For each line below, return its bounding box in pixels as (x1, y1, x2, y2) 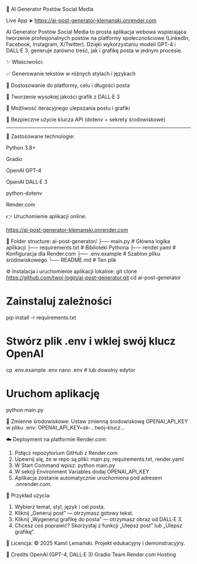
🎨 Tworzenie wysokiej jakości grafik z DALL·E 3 (6, 93, 120, 100)
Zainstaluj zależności (6, 295, 112, 308)
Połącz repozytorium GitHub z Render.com (14, 449, 118, 456)
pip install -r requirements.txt (6, 314, 76, 321)
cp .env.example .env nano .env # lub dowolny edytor (6, 366, 136, 373)
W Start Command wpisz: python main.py (14, 461, 116, 469)
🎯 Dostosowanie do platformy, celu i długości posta (6, 82, 130, 89)
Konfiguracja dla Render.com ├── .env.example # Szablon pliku (6, 250, 161, 257)
